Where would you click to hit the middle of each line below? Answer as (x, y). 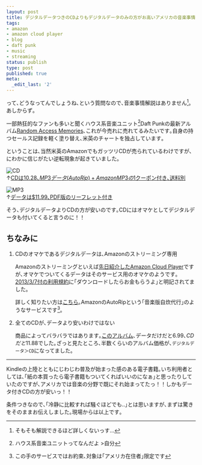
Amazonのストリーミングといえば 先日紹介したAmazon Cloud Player (99, 267)
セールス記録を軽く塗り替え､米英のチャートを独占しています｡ (87, 139)
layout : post (23, 12)
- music (16, 51)
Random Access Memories (50, 131)
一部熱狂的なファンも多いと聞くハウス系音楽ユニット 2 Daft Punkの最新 (93, 123)
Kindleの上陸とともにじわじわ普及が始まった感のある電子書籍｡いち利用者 (97, 369)
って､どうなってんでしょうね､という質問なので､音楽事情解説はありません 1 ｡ (99, 102)
